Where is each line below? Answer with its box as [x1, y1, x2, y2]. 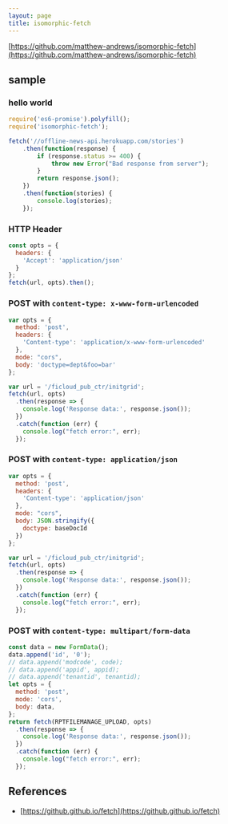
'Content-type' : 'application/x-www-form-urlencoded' [22, 339, 206, 347]
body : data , [15, 703, 56, 711]
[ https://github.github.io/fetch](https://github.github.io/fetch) [19, 806, 221, 815]
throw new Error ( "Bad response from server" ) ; [50, 160, 210, 168]
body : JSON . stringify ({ [15, 517, 94, 526]
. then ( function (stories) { [22, 189, 113, 197]
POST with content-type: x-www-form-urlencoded [8, 298, 199, 309]
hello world [8, 97, 54, 108]
